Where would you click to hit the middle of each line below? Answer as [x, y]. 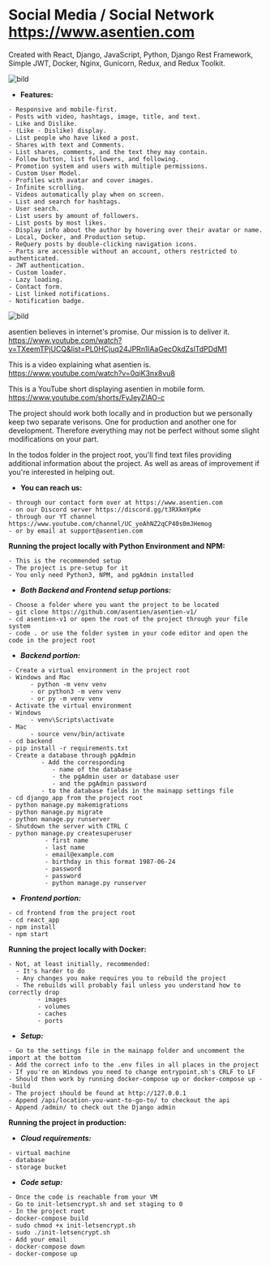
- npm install [32, 927]
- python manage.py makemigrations [69, 805]
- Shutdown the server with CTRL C [69, 826]
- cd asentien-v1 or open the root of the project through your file [129, 619]
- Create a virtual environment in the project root [99, 670]
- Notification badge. [47, 301]
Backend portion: [50, 655]
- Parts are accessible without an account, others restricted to [123, 251]
